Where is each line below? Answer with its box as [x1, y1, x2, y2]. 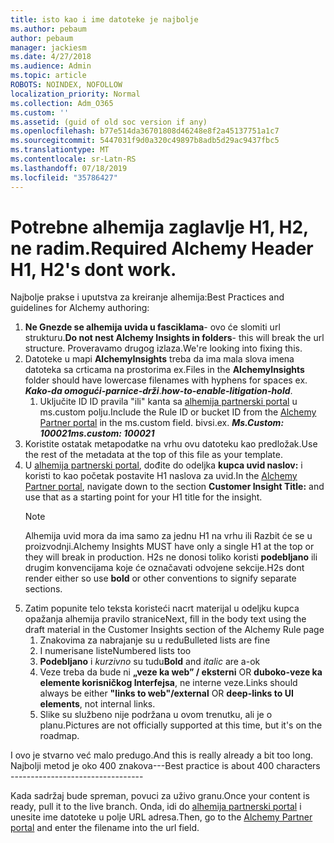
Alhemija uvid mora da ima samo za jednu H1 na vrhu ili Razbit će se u [24, 530, 313, 542]
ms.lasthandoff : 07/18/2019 [10, 163, 128, 173]
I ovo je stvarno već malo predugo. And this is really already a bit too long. [10, 749, 314, 761]
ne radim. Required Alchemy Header [10, 237, 314, 260]
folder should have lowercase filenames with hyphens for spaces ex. [24, 374, 308, 386]
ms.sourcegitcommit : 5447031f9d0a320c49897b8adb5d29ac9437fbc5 [10, 136, 280, 146]
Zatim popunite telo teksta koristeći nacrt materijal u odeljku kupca [24, 602, 300, 615]
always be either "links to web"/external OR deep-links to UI [39, 687, 294, 700]
